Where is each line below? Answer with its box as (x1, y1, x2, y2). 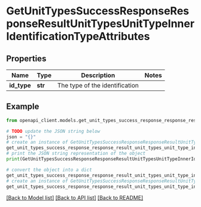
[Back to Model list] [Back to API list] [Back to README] (6, 194, 144, 202)
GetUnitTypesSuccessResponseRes (6, 4, 190, 18)
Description (81, 71, 115, 79)
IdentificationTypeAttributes (6, 30, 150, 43)
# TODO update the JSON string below (6, 128, 100, 134)
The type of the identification (57, 81, 139, 89)
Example (6, 102, 39, 112)
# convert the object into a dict (6, 166, 93, 173)
